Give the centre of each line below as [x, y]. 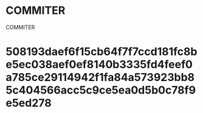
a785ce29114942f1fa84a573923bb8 [100, 78]
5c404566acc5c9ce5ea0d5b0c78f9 [101, 90]
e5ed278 [29, 103]
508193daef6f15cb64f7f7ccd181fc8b [101, 52]
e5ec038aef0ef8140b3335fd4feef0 [99, 65]
